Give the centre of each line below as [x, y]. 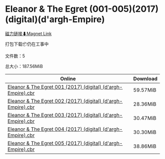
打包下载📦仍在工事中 [27, 44]
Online [68, 78]
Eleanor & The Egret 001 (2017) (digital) [55, 87]
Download [145, 78]
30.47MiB [145, 118]
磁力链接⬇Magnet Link [28, 33]
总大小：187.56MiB [24, 66]
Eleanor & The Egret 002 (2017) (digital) [55, 101]
